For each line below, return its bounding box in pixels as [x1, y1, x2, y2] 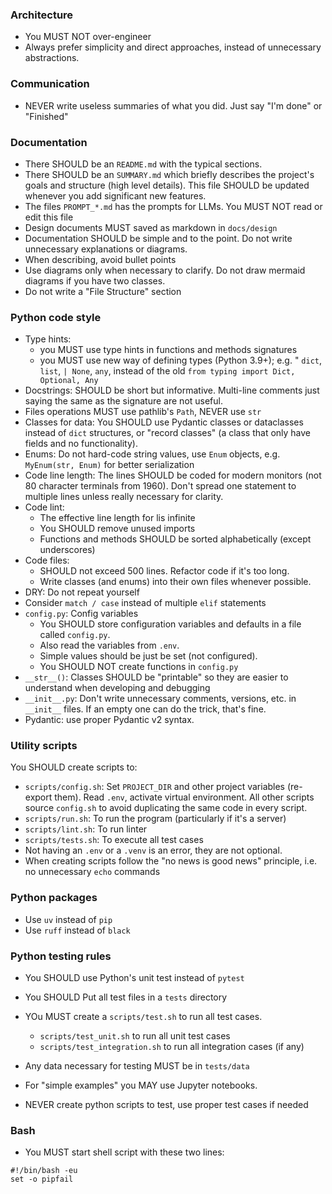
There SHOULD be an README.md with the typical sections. [24, 158, 263, 170]
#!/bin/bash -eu [10, 1166, 78, 1176]
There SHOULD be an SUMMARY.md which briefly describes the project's [24, 168, 315, 180]
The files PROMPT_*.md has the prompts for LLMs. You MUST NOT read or [24, 200, 323, 212]
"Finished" [24, 110, 69, 122]
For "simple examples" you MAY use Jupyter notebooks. [24, 1079, 258, 1092]
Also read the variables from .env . [39, 639, 180, 652]
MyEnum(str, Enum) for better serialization [24, 459, 195, 471]
